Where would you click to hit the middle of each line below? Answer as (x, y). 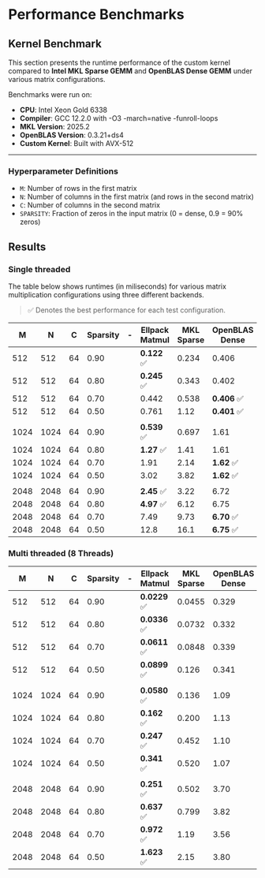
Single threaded (39, 269)
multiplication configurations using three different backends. (106, 294)
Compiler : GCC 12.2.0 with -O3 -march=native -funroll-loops (119, 118)
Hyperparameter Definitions (63, 171)
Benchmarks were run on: (50, 95)
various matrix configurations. (57, 79)
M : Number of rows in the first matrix (78, 189)
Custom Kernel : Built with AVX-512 (77, 143)
